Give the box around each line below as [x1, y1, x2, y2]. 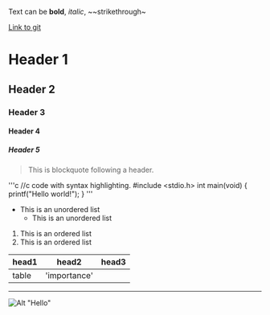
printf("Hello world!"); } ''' [8, 189, 93, 199]
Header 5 [8, 145, 40, 154]
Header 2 [8, 82, 56, 96]
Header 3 [8, 106, 46, 117]
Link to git [8, 22, 42, 31]
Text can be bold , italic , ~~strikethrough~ [8, 7, 146, 16]
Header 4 [8, 126, 40, 136]
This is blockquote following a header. [27, 165, 154, 175]
